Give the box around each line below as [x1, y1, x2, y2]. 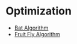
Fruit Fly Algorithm [14, 30, 61, 37]
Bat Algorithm [14, 24, 49, 31]
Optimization [5, 4, 72, 18]
